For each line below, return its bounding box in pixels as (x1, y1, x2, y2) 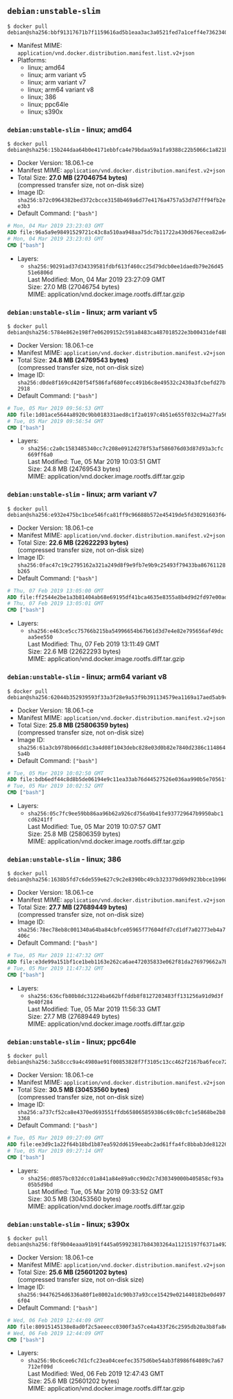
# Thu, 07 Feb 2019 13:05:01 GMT (7, 600, 104, 607)
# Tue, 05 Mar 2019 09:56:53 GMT (7, 404, 104, 412)
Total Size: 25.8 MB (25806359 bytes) (17, 721, 129, 729)
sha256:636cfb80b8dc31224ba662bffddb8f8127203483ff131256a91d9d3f (27, 993, 224, 999)
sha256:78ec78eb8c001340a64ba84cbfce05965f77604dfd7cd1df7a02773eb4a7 (17, 927, 226, 934)
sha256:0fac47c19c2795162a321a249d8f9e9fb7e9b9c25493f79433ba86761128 (17, 562, 226, 569)
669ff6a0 (27, 452, 53, 458)
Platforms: (17, 55, 47, 64)
